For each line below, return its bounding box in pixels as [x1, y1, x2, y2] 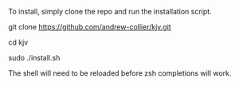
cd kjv [8, 37, 29, 47]
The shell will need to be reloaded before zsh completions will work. [8, 68, 232, 78]
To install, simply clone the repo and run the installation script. [8, 7, 213, 16]
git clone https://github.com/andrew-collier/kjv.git [8, 22, 171, 31]
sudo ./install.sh [8, 53, 61, 62]
